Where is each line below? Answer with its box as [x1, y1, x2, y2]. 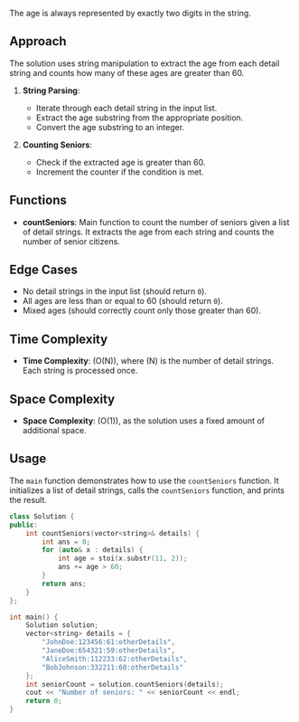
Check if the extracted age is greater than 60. [35, 157, 206, 167]
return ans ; [42, 579, 88, 588]
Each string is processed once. [22, 366, 138, 376]
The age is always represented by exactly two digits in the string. [9, 8, 251, 18]
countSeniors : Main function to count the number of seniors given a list [22, 216, 290, 227]
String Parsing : [22, 85, 80, 96]
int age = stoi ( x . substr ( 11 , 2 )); [57, 554, 188, 564]
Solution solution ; [25, 621, 99, 630]
